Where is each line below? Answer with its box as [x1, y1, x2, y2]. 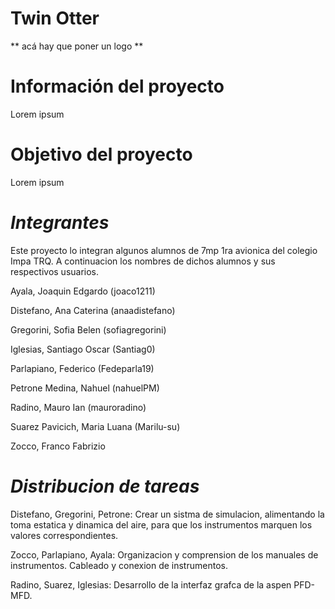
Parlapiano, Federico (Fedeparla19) [10, 362, 155, 374]
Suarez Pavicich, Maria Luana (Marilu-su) [10, 420, 181, 432]
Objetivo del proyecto [10, 143, 193, 166]
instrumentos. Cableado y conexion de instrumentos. [10, 559, 228, 571]
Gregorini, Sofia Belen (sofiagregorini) [10, 323, 167, 336]
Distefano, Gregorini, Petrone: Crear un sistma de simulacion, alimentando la [10, 508, 325, 520]
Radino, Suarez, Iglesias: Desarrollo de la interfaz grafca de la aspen [10, 578, 292, 591]
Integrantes [10, 212, 110, 234]
